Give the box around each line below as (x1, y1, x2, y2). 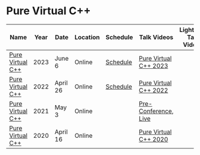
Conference (139, 107, 173, 115)
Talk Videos (139, 33, 174, 41)
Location (74, 33, 100, 41)
